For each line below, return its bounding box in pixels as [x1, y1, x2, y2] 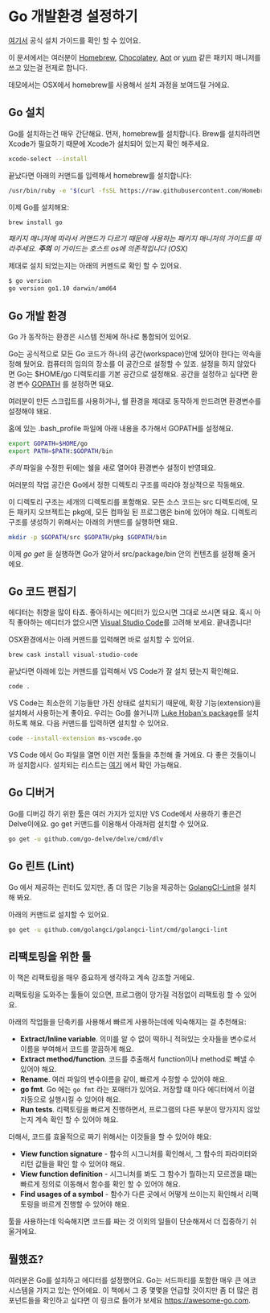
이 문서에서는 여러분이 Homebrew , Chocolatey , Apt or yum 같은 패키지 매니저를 [8, 52, 261, 62]
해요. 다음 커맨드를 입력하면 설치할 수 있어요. [29, 718, 169, 728]
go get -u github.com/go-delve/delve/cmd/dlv [8, 835, 163, 843]
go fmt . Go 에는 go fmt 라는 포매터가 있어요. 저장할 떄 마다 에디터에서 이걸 [19, 1085, 256, 1095]
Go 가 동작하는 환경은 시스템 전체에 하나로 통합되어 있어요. [8, 331, 191, 341]
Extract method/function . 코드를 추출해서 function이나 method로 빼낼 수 [19, 1054, 256, 1064]
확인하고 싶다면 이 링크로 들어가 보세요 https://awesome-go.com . [43, 1295, 252, 1305]
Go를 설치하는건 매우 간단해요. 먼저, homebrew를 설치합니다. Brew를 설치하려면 [8, 128, 260, 138]
